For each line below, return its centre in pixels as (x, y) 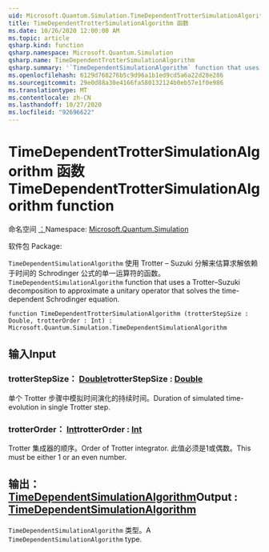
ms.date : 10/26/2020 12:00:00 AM (64, 30)
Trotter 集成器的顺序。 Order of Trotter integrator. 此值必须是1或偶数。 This (130, 448)
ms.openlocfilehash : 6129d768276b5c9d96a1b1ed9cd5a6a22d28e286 (116, 75)
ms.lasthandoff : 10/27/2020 (55, 105)
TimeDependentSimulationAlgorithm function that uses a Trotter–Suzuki (124, 282)
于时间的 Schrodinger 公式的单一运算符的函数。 (87, 273)
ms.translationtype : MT (48, 90)
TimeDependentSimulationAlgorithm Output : (123, 497)
